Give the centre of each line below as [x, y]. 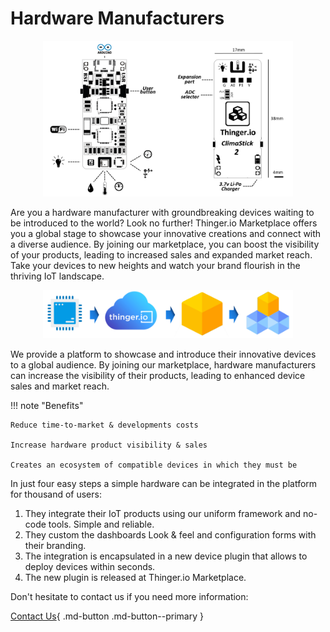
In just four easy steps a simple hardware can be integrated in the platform [164, 483]
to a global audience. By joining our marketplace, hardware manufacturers [163, 364]
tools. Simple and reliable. [101, 524]
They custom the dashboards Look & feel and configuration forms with [170, 534]
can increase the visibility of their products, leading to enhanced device [158, 375]
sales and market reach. [60, 386]
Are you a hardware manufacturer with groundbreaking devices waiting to [162, 213]
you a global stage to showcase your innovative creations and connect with [166, 234]
